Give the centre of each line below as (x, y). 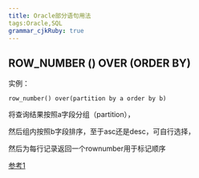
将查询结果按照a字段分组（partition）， (71, 115)
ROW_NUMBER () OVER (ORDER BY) (99, 63)
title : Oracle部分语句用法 (50, 16)
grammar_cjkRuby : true (46, 30)
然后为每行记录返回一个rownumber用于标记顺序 (87, 148)
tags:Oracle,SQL (35, 23)
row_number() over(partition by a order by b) (87, 99)
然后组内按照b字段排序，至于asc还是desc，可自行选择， (102, 131)
